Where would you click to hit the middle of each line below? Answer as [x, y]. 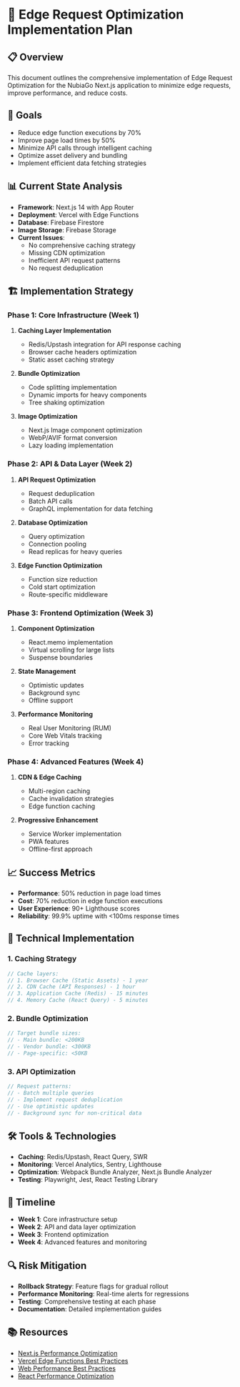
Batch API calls [50, 501]
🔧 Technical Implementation [71, 939]
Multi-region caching [59, 791]
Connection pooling [57, 544]
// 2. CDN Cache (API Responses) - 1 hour [71, 987]
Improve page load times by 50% [66, 140]
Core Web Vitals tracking [65, 735]
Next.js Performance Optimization [67, 1353]
